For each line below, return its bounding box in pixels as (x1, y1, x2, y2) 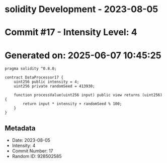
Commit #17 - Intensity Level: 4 (5, 27, 137, 38)
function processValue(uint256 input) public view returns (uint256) (14, 93, 163, 98)
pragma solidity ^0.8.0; (5, 66, 57, 71)
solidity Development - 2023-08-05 (5, 4, 158, 15)
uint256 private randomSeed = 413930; (14, 84, 95, 89)
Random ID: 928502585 (12, 153, 62, 159)
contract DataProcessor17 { (5, 75, 64, 80)
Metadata (5, 124, 36, 132)
